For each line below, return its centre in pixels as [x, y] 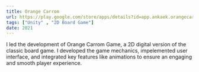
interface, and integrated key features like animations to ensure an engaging [99, 57]
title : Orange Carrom [33, 11]
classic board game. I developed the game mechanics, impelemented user [97, 51]
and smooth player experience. [44, 63]
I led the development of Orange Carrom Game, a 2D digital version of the [96, 44]
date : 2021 [20, 28]
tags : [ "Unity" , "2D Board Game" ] [50, 22]
